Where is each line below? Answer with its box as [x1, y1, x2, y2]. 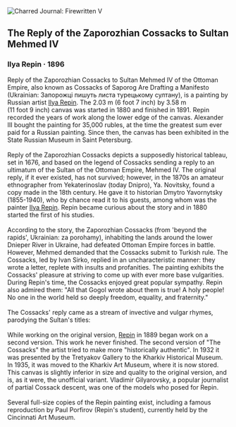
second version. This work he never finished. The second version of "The [7, 338, 221, 347]
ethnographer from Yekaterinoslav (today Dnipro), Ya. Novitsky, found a [7, 180, 215, 189]
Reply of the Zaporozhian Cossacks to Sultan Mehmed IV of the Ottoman [7, 76, 218, 84]
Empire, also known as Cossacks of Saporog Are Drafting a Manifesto [7, 83, 209, 91]
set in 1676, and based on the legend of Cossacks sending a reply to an [7, 158, 215, 167]
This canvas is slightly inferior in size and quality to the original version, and [7, 368, 227, 376]
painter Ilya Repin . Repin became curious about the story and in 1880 [7, 203, 208, 211]
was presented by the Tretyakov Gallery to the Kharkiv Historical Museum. [7, 353, 223, 361]
